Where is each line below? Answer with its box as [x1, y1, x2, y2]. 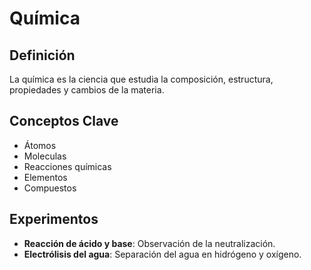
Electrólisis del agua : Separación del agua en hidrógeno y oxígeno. [23, 248, 302, 260]
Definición [9, 47, 76, 64]
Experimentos [9, 211, 99, 228]
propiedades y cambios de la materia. [9, 84, 165, 96]
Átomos [23, 139, 57, 151]
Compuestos [23, 182, 77, 194]
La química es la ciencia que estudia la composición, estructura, [9, 73, 274, 85]
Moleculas [23, 150, 67, 162]
